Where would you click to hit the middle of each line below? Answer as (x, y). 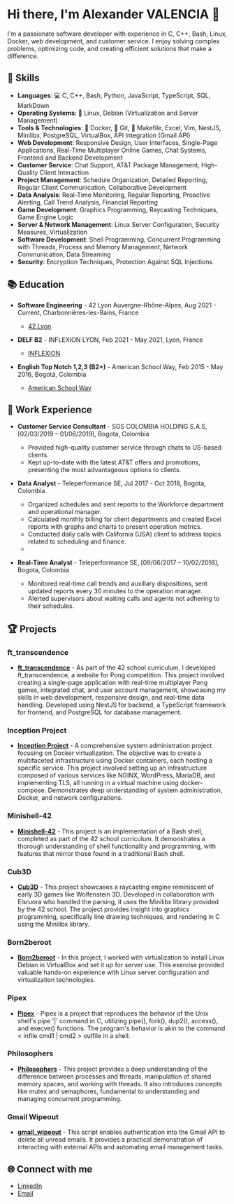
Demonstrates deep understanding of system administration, (135, 790)
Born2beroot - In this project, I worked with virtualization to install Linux (121, 957)
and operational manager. (65, 512)
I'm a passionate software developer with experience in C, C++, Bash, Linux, (117, 34)
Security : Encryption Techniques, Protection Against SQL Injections (115, 261)
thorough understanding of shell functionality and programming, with (117, 846)
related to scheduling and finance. (77, 541)
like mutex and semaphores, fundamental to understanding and (109, 1091)
